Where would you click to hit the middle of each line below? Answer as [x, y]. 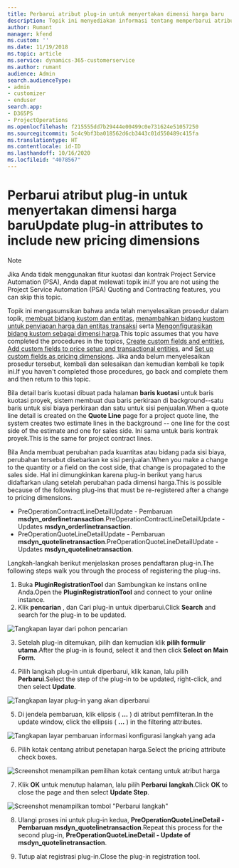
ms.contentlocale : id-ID [44, 147]
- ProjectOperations [38, 120]
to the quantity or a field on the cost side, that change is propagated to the [116, 467]
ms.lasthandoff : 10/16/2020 [49, 153]
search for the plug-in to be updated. [72, 615]
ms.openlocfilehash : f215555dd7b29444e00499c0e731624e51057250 [103, 127]
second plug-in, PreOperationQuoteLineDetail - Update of [104, 834]
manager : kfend [30, 34]
